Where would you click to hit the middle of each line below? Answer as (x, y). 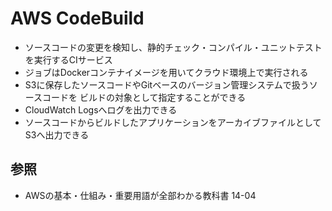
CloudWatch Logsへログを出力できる (101, 109)
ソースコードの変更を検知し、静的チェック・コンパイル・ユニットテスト (173, 47)
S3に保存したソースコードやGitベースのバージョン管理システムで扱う (167, 84)
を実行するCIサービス (68, 59)
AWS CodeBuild (77, 18)
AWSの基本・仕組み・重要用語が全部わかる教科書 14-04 (140, 195)
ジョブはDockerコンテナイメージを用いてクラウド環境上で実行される (166, 72)
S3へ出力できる (57, 134)
